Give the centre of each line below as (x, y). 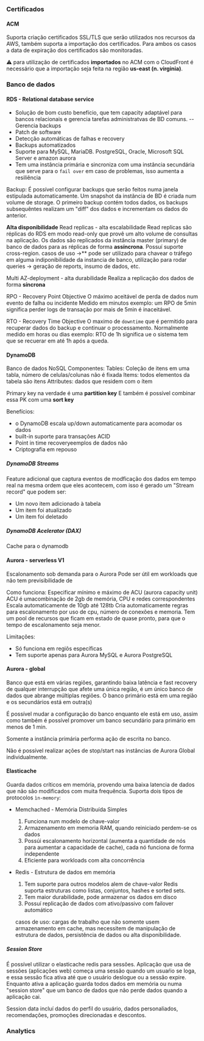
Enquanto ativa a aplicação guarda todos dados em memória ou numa (94, 984)
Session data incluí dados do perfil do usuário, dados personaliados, (92, 1009)
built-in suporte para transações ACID (63, 437)
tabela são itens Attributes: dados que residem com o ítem (79, 382)
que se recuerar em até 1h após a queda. (58, 341)
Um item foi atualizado (43, 510)
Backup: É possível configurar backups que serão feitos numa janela (92, 190)
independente (42, 854)
